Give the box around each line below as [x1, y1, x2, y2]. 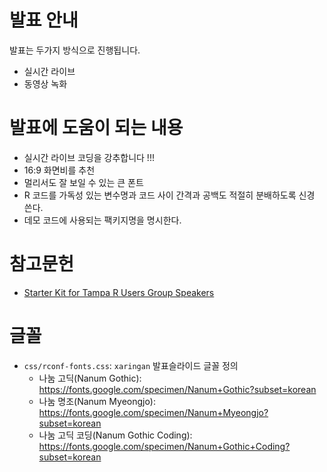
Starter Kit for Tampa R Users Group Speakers [23, 286, 215, 298]
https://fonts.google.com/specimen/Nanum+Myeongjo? [38, 406, 269, 418]
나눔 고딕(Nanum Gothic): [38, 372, 142, 384]
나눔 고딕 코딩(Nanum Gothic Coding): [38, 429, 193, 441]
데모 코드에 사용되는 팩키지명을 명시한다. [23, 214, 182, 226]
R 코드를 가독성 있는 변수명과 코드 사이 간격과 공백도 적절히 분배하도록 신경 [23, 189, 316, 201]
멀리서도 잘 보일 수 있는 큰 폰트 [23, 176, 144, 188]
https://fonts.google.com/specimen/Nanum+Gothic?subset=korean [38, 383, 317, 395]
